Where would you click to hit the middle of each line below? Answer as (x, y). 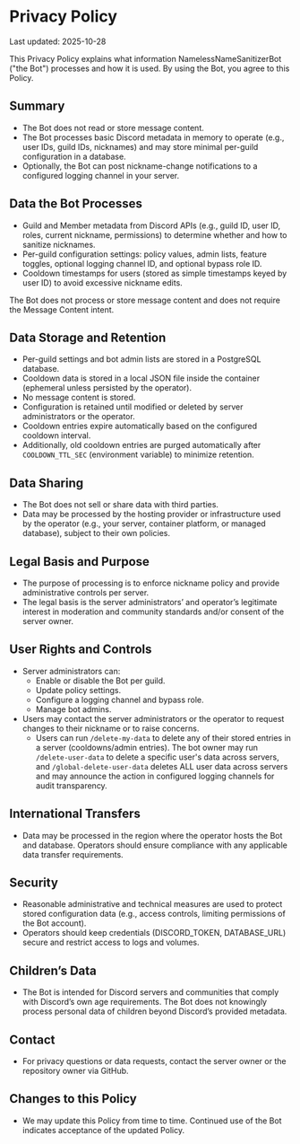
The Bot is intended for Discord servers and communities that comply (150, 992)
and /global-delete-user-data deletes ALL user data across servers (162, 766)
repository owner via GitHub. (75, 1071)
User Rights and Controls (81, 650)
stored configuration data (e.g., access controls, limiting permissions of (154, 914)
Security (34, 883)
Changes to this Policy (73, 1099)
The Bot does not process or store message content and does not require (145, 300)
